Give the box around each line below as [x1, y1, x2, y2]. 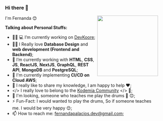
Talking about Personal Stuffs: [5, 25, 67, 30]
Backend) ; [12, 52, 33, 58]
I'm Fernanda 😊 [5, 15, 37, 21]
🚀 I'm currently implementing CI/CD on [12, 72, 90, 78]
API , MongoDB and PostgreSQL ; [12, 67, 79, 73]
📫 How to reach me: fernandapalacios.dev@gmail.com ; [12, 111, 124, 117]
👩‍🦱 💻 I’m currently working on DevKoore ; [12, 34, 96, 40]
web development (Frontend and [12, 46, 80, 52]
